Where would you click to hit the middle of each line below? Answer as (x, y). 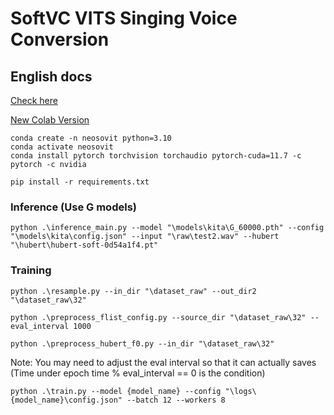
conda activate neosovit (62, 147)
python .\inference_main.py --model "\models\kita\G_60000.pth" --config (167, 228)
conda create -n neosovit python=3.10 (91, 138)
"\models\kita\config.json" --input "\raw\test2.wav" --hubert (145, 237)
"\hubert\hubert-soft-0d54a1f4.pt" (84, 245)
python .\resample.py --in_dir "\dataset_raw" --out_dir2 (133, 291)
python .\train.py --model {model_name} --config (116, 391)
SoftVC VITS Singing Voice (124, 18)
